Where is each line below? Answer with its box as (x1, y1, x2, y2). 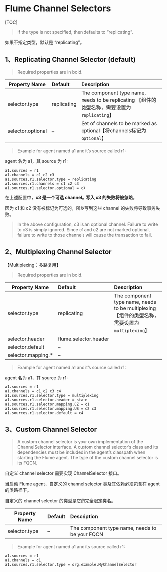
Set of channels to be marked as (81, 120, 157, 127)
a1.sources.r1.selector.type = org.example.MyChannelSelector (5, 562, 137, 567)
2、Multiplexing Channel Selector (5, 248, 112, 256)
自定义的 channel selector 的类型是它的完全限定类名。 (5, 498, 116, 504)
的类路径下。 (5, 487, 31, 493)
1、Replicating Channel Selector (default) (5, 55, 136, 64)
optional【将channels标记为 (81, 127, 147, 134)
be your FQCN (70, 531, 103, 538)
